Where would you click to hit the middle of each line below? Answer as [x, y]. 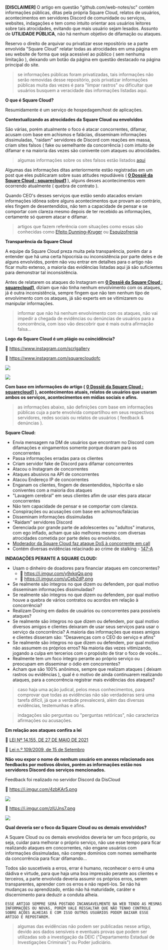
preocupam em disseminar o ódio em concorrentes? [66, 664]
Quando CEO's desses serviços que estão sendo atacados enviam [74, 195]
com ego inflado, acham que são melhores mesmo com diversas [79, 533]
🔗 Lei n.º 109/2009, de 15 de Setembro [45, 750]
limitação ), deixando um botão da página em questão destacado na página [83, 59]
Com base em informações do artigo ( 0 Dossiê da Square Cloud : [74, 387]
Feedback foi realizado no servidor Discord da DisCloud [63, 780]
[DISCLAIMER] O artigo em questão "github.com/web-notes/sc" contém [80, 7]
